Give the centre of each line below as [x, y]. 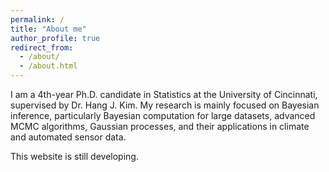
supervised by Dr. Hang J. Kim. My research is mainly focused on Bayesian [165, 105]
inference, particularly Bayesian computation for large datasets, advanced [163, 115]
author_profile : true [55, 38]
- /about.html [48, 66]
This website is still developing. [74, 156]
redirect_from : [42, 47]
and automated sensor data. [68, 137]
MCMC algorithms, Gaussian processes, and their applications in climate [160, 126]
